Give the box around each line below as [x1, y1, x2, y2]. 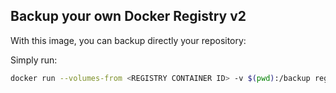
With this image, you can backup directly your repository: [10, 34, 247, 46]
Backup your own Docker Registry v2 [10, 8, 247, 25]
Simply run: [10, 54, 58, 66]
